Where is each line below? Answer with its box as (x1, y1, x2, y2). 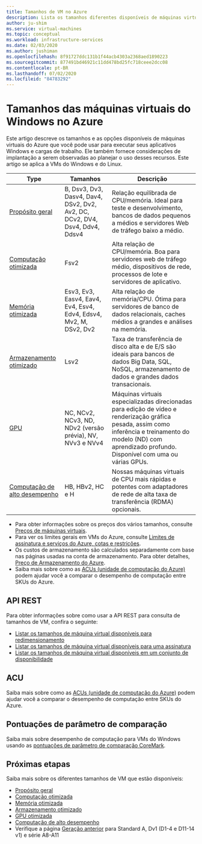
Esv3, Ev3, (64, 288, 95, 296)
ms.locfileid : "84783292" (6, 76, 71, 82)
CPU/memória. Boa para (112, 248, 180, 256)
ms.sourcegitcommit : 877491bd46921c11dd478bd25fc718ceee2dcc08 (6, 59, 168, 65)
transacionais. (112, 380, 151, 389)
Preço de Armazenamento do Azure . (14, 559, 106, 567)
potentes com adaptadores (112, 483, 188, 491)
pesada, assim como (112, 420, 170, 429)
